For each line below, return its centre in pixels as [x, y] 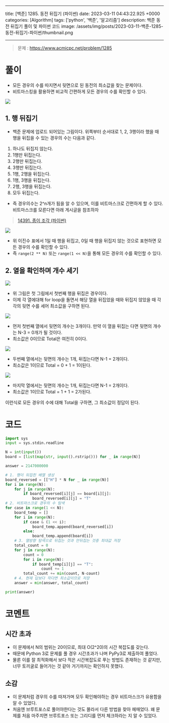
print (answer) [20, 592]
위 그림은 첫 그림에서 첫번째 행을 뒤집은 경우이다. [60, 293]
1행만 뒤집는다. [27, 155]
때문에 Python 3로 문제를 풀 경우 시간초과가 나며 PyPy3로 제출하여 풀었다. [85, 653]
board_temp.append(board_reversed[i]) [73, 527]
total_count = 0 [31, 545]
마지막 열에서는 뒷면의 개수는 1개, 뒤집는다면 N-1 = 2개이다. [71, 385]
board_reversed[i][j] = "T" [62, 498]
